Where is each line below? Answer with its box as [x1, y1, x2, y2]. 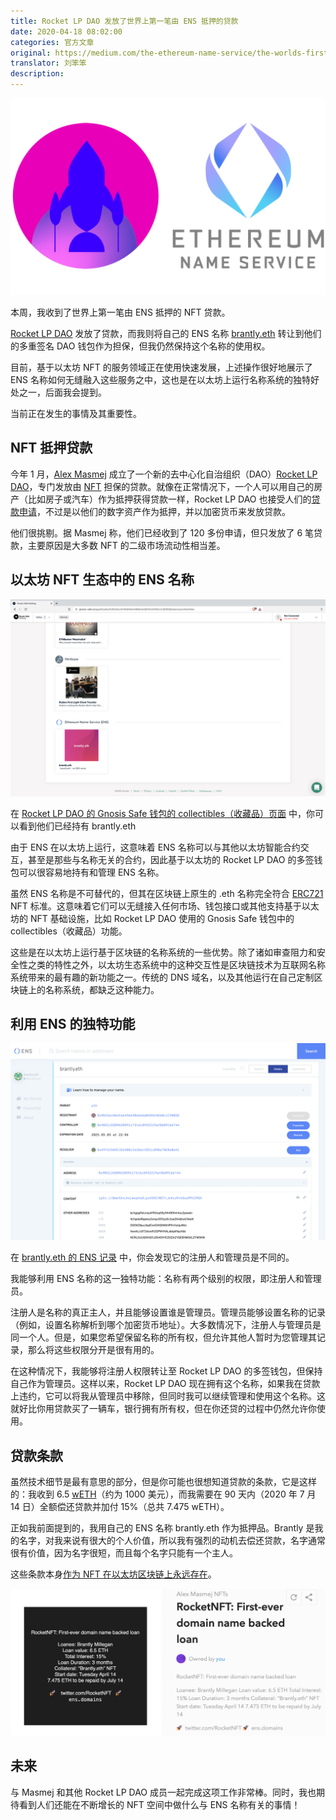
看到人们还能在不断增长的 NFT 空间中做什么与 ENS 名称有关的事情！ [18, 1798, 301, 1810]
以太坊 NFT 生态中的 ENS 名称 [10, 571, 195, 589]
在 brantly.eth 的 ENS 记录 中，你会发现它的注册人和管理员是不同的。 [10, 1251, 295, 1264]
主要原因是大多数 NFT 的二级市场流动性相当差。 [27, 539, 226, 551]
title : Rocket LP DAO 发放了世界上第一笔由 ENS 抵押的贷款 [10, 16, 239, 26]
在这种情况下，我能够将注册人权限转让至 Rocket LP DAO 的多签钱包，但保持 [10, 1365, 323, 1377]
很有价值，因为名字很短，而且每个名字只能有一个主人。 [10, 1547, 238, 1559]
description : [10, 69, 65, 79]
